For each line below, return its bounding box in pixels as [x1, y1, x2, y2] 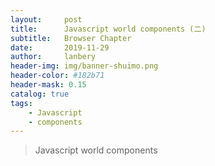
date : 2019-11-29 [10, 42, 110, 53]
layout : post [10, 14, 83, 25]
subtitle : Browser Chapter [10, 33, 132, 43]
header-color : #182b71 [10, 71, 105, 81]
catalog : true [10, 89, 70, 99]
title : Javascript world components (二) [10, 24, 207, 34]
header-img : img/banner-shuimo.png [10, 61, 159, 71]
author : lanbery [10, 52, 97, 62]
